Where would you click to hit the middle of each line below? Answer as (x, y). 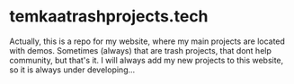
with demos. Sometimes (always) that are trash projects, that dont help (141, 50)
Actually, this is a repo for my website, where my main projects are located (147, 41)
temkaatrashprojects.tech (109, 17)
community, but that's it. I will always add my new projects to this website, (147, 60)
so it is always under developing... (72, 70)
